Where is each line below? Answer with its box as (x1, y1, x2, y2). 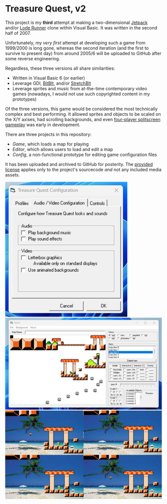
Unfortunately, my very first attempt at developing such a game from (5, 39, 146, 45)
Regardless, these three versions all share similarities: (5, 65, 115, 71)
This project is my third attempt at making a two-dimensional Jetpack (5, 19, 148, 25)
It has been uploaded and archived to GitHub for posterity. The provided (5, 161, 153, 167)
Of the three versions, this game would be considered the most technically (5, 106, 158, 112)
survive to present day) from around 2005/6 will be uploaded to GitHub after (5, 50, 162, 56)
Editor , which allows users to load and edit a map (12, 146, 113, 152)
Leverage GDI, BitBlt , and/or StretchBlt (12, 80, 91, 86)
